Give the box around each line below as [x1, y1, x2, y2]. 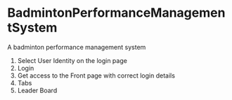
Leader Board [17, 86, 58, 94]
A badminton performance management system [7, 43, 146, 51]
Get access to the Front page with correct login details [17, 71, 176, 80]
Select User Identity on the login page [17, 56, 128, 64]
